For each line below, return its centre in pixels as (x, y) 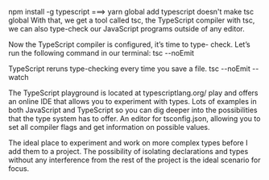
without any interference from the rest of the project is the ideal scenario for (134, 160)
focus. (19, 168)
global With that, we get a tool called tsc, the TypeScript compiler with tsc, (132, 20)
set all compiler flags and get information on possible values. (110, 127)
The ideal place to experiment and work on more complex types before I (128, 143)
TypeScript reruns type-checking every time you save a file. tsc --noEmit (130, 69)
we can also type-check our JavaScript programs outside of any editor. (127, 29)
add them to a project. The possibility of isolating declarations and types (128, 151)
